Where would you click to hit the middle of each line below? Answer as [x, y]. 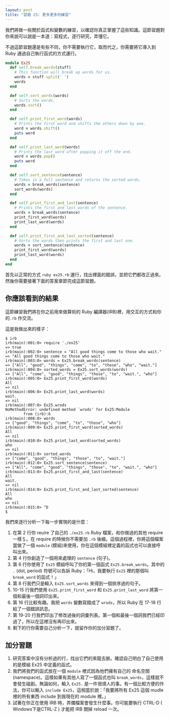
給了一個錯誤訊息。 [33, 609]
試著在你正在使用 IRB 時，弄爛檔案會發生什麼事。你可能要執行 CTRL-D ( [88, 703]
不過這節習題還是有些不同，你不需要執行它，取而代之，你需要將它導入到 [80, 47]
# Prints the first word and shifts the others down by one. [80, 124]
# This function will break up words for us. [63, 72]
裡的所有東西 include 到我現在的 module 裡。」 [60, 697]
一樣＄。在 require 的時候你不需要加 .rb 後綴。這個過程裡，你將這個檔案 [88, 539]
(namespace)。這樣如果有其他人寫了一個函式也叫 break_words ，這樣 [84, 677]
